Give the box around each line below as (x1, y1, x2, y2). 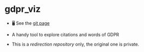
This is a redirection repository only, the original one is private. (11, 41, 140, 47)
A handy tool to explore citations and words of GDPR (11, 31, 119, 38)
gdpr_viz (4, 3, 41, 15)
